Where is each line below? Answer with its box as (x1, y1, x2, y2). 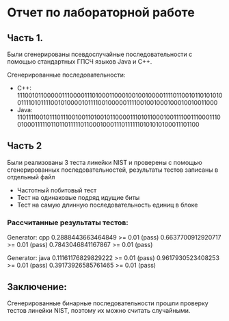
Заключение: (7, 281, 67, 292)
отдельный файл (7, 172, 55, 181)
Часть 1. (7, 32, 43, 44)
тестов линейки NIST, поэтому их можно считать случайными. (7, 306, 191, 314)
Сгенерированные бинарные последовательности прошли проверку (7, 299, 208, 307)
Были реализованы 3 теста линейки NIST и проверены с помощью (7, 158, 203, 166)
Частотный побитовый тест (16, 186, 97, 194)
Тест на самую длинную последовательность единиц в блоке (16, 201, 198, 209)
